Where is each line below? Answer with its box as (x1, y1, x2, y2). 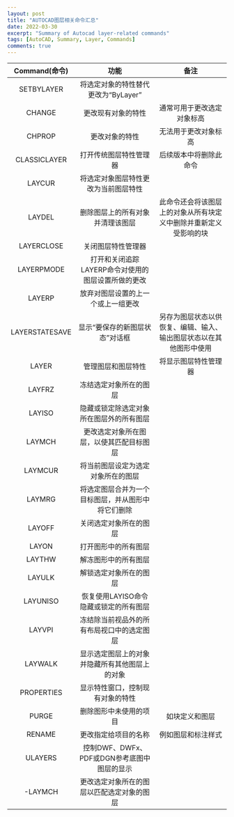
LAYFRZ (27, 384, 54, 394)
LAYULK (27, 573, 55, 582)
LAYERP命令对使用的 (81, 265, 149, 274)
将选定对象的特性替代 (79, 79, 150, 89)
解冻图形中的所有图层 (79, 555, 150, 564)
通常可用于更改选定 (159, 103, 223, 112)
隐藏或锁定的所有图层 (79, 602, 150, 612)
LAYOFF (27, 523, 54, 533)
